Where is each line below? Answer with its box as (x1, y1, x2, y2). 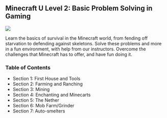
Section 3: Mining (12, 86, 50, 93)
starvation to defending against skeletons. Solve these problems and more (5, 40, 162, 46)
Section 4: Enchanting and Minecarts (12, 92, 91, 98)
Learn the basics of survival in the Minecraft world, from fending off (5, 35, 148, 41)
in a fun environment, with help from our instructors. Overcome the (5, 46, 147, 52)
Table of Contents (5, 64, 51, 71)
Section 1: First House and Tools (12, 76, 81, 82)
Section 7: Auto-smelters (12, 108, 65, 114)
